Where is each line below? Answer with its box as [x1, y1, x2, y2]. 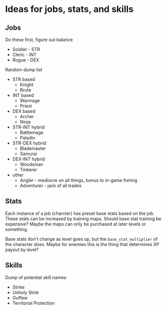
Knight [19, 81, 34, 87]
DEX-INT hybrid [12, 156, 45, 162]
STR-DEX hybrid [12, 140, 46, 146]
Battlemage [19, 129, 44, 135]
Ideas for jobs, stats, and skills [5, 3, 134, 15]
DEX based [12, 108, 36, 114]
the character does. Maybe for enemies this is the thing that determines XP [5, 241, 160, 247]
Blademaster [19, 145, 46, 151]
